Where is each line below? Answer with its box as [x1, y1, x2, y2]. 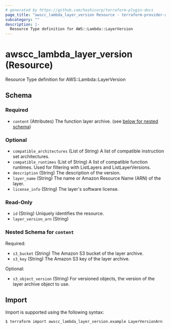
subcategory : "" [5, 17, 40, 22]
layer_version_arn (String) [12, 216, 69, 222]
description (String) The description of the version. [12, 170, 121, 176]
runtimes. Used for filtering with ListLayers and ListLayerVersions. [12, 164, 151, 170]
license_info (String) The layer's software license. [12, 186, 119, 192]
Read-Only [5, 199, 33, 206]
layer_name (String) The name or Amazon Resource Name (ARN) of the [12, 175, 161, 182]
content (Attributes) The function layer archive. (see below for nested [12, 118, 159, 124]
